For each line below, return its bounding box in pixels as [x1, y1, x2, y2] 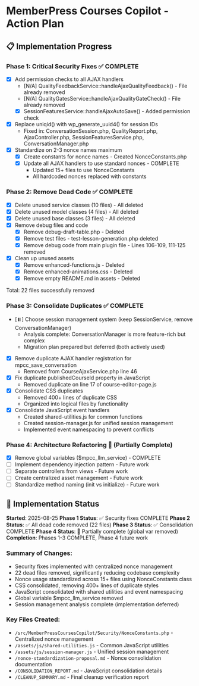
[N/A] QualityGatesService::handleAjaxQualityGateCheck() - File [23, 95, 181, 102]
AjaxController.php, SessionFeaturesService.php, [23, 134, 144, 141]
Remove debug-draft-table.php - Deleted [23, 228, 125, 235]
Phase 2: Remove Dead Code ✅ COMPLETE [6, 188, 133, 196]
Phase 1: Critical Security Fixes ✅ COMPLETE [6, 62, 139, 70]
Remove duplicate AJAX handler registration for [14, 354, 132, 361]
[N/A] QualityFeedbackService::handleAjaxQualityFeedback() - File [23, 82, 188, 89]
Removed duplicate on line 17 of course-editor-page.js [23, 381, 157, 388]
